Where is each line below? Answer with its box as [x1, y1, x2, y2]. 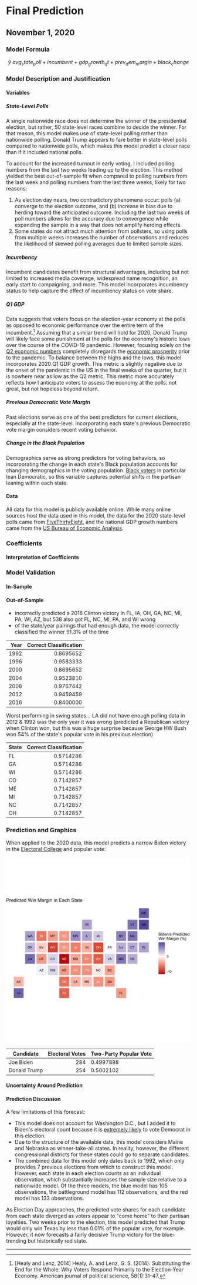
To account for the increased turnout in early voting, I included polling [6, 160, 175, 167]
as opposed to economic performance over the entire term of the [6, 322, 164, 329]
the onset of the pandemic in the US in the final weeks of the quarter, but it [6, 366, 186, 373]
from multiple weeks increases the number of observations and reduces [14, 234, 189, 241]
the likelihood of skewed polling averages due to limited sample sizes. [14, 240, 184, 248]
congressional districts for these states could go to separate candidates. [14, 1151, 190, 1158]
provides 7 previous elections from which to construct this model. [14, 1163, 174, 1171]
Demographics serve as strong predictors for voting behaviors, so [6, 454, 165, 461]
